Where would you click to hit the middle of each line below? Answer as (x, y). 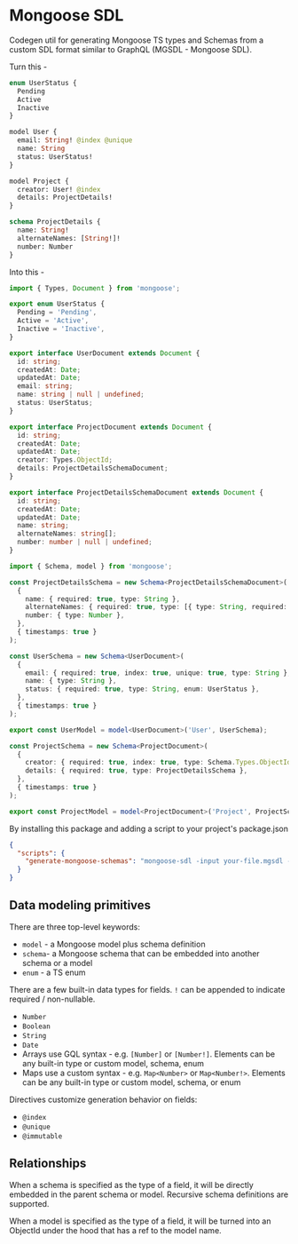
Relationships (48, 1164)
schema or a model (57, 963)
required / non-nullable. (52, 999)
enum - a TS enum (54, 972)
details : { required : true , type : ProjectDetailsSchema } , (137, 771)
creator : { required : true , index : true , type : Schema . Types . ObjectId (158, 763)
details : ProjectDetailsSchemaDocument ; (93, 468)
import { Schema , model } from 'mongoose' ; (91, 566)
